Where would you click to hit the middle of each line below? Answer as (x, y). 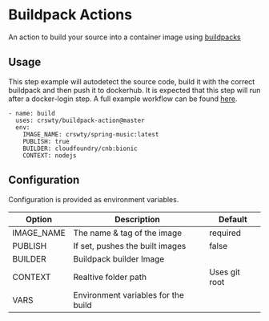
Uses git (225, 272)
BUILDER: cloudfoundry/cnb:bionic (80, 148)
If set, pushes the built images (130, 246)
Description (137, 219)
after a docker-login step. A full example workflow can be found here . (123, 99)
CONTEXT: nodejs (50, 155)
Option (39, 219)
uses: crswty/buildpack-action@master (80, 120)
